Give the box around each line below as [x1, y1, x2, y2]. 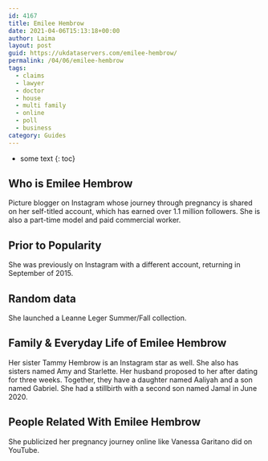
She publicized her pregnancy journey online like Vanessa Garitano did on [8, 436, 253, 447]
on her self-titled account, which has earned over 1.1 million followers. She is [8, 207, 261, 216]
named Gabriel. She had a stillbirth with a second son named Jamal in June [8, 383, 258, 393]
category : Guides [8, 131, 67, 139]
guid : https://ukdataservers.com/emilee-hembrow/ [8, 49, 178, 57]
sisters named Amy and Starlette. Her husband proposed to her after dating [8, 366, 258, 376]
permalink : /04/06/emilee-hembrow [8, 57, 124, 65]
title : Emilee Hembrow [8, 19, 84, 27]
